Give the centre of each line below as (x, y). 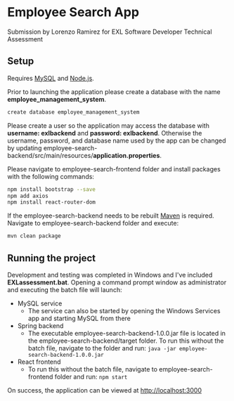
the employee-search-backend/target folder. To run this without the (126, 341)
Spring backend (40, 326)
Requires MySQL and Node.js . (51, 78)
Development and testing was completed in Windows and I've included (110, 275)
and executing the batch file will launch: (65, 289)
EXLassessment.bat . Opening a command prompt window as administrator (117, 282)
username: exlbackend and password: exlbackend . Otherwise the (105, 133)
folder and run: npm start (91, 376)
